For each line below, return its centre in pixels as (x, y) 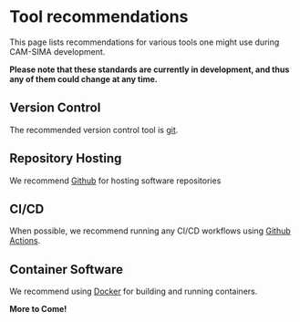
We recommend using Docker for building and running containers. (134, 291)
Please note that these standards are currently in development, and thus (150, 69)
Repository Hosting (66, 158)
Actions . (25, 241)
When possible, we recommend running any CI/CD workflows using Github (150, 231)
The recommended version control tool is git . (94, 130)
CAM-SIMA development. (57, 51)
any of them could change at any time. (83, 78)
